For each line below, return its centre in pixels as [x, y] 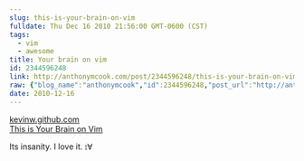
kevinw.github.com [44, 119]
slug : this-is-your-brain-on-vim [72, 18]
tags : [19, 34]
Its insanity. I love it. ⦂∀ [51, 147]
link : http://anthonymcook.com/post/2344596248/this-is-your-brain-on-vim [153, 77]
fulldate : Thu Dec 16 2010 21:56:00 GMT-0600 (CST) [109, 26]
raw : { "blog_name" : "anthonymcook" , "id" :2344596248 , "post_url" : [131, 85]
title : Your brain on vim [58, 60]
